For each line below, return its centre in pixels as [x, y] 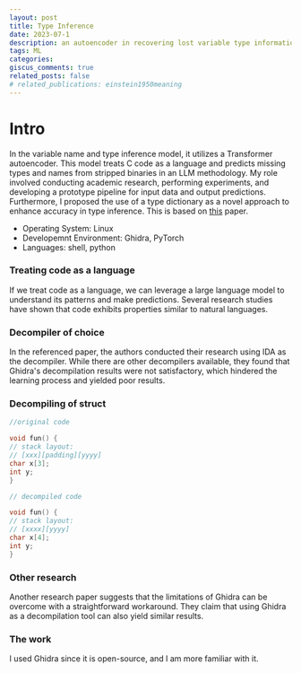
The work [30, 639]
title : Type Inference [52, 26]
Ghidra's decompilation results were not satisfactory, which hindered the [143, 371]
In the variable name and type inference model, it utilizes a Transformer [141, 153]
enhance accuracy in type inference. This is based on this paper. [129, 211]
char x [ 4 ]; [30, 538]
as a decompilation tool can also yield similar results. [107, 616]
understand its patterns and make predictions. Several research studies [141, 299]
